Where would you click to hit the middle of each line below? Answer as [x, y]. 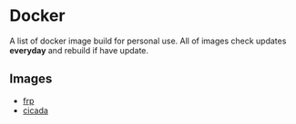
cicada [35, 110]
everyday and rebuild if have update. [79, 50]
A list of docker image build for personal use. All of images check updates [148, 41]
